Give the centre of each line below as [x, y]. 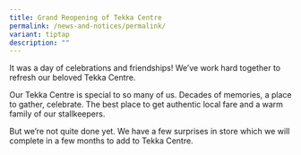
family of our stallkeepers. [57, 114]
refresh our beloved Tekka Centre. [73, 78]
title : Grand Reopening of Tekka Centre [86, 17]
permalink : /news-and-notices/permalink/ [88, 26]
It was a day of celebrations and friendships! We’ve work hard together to [145, 68]
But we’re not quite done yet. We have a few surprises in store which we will [150, 132]
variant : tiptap [39, 34]
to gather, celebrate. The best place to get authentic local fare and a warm [146, 105]
